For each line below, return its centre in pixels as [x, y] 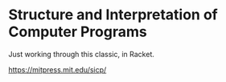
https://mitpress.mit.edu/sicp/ [58, 69]
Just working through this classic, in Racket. [82, 54]
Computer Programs [78, 32]
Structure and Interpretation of [113, 15]
